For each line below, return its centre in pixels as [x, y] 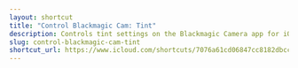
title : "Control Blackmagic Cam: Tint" [83, 26]
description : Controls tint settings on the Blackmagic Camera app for [144, 34]
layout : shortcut [41, 17]
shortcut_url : [35, 50]
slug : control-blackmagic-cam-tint [75, 42]
